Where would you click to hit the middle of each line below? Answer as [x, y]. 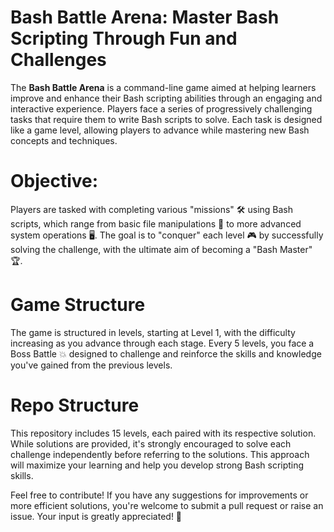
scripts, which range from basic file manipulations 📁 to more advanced [156, 223]
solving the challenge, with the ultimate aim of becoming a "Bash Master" [161, 249]
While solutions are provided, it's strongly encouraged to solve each [151, 443]
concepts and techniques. [64, 140]
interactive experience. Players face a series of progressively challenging [161, 108]
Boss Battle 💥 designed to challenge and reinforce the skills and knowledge [166, 353]
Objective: [54, 181]
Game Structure [78, 305]
